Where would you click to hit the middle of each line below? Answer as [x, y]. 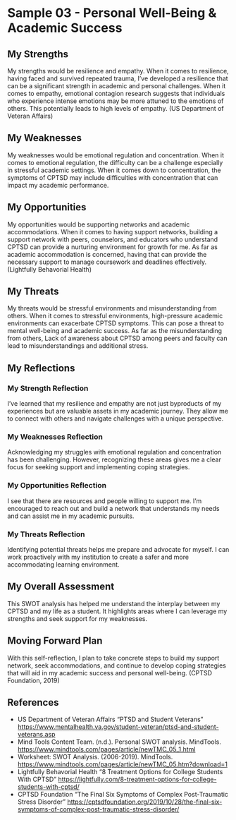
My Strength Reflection [48, 388]
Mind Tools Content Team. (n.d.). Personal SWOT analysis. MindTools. [119, 742]
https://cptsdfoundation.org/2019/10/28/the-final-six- [144, 802]
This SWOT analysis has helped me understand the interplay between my [114, 603]
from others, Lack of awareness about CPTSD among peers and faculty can [117, 338]
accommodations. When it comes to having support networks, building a [113, 231]
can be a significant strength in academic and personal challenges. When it [117, 86]
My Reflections [41, 368]
